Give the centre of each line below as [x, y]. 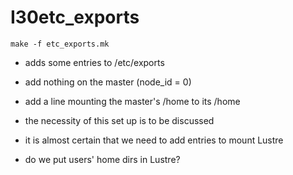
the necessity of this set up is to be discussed [119, 120]
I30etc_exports [75, 17]
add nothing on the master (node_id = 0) [108, 82]
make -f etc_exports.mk [60, 44]
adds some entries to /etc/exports [94, 62]
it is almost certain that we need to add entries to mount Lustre [154, 140]
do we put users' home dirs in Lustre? [102, 159]
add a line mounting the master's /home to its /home [132, 101]
